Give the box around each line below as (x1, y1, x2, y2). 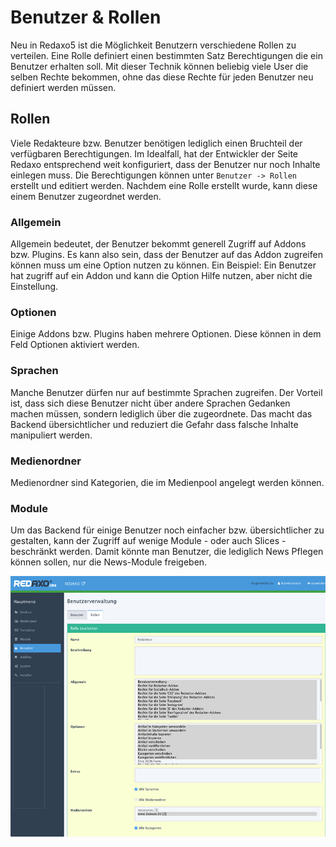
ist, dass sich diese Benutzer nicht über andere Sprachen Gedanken (10, 397, 291, 409)
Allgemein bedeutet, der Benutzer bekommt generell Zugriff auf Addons (10, 238, 307, 250)
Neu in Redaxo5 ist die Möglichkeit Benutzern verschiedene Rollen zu (10, 39, 297, 51)
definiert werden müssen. (10, 81, 117, 93)
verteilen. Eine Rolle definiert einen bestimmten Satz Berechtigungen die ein (10, 49, 323, 61)
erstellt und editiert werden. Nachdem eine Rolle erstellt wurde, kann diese (10, 179, 318, 191)
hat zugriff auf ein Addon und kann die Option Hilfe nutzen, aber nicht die (10, 270, 313, 282)
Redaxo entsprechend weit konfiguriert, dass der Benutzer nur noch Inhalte (10, 158, 321, 170)
